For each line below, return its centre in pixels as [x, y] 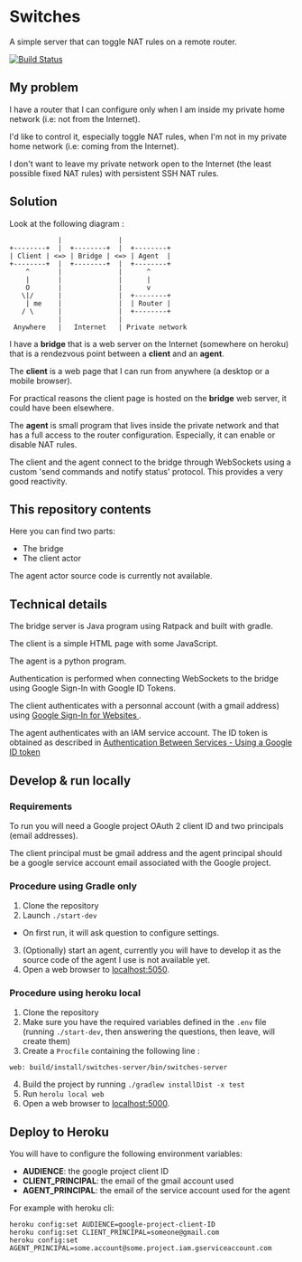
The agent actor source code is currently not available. [111, 576]
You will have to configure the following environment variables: [126, 1154]
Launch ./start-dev [59, 916]
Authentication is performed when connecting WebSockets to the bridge [144, 679]
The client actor [51, 559]
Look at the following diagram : [67, 223]
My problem [44, 88]
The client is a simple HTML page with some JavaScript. [114, 644]
